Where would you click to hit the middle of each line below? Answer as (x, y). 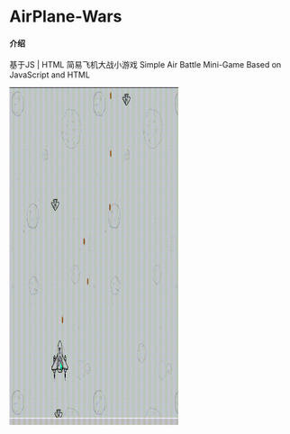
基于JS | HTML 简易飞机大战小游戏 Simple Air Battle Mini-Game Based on (145, 65)
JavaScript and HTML (50, 75)
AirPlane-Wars (66, 17)
